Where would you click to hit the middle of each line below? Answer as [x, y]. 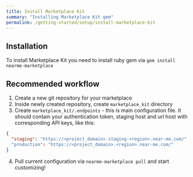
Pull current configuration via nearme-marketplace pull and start [92, 161]
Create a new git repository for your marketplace [73, 98]
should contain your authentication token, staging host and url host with [101, 117]
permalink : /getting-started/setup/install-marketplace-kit [81, 22]
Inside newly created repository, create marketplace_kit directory [94, 104]
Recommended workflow [53, 84]
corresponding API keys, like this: [55, 123]
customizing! [30, 167]
